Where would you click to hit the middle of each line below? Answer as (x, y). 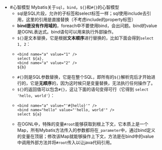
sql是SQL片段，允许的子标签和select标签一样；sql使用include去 (82, 13)
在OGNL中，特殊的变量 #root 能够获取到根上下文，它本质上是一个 (83, 124)
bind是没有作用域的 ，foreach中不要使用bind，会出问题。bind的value (87, 26)
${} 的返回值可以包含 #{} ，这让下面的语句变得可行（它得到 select (83, 89)
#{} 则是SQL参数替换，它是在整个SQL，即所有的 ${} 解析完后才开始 (84, 77)
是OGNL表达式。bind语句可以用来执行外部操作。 (67, 32)
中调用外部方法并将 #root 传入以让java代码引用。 (66, 142)
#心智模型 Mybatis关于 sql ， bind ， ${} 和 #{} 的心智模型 (65, 7)
